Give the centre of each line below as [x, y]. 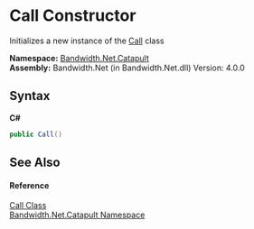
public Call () [36, 134]
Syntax [30, 96]
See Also [35, 163]
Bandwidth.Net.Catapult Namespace [77, 215]
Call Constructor [73, 16]
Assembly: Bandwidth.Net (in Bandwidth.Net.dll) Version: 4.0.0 [127, 68]
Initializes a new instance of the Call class [87, 41]
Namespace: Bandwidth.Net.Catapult [79, 58]
